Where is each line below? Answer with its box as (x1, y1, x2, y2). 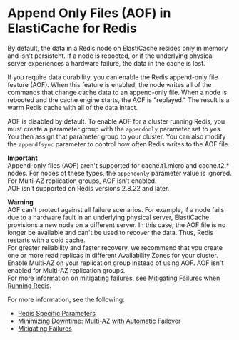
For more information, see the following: (7, 295, 125, 304)
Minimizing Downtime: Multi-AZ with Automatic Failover (17, 316, 181, 325)
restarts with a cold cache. (7, 236, 86, 244)
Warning (7, 198, 34, 206)
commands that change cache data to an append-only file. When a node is (7, 88, 228, 96)
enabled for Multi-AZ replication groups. (7, 266, 126, 274)
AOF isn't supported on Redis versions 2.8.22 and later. (7, 184, 170, 192)
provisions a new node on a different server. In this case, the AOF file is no (7, 220, 226, 229)
